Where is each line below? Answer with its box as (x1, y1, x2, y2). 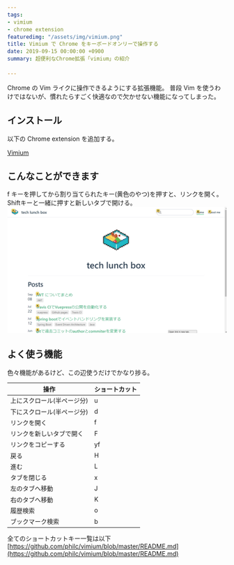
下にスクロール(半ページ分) (10, 408, 88, 416)
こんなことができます (7, 170, 99, 182)
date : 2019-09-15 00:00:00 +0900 (7, 48, 104, 55)
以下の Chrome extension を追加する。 (7, 134, 118, 143)
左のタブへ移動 (10, 484, 54, 493)
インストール (7, 115, 63, 127)
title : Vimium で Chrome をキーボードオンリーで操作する (7, 40, 159, 48)
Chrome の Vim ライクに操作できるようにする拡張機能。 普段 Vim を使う (7, 84, 215, 92)
